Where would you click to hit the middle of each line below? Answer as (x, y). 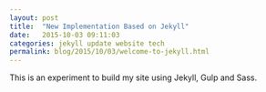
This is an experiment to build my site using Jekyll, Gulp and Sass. (133, 77)
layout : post (34, 18)
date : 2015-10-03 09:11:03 (65, 35)
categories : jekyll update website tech (87, 43)
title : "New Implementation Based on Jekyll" (99, 26)
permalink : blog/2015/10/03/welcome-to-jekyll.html (109, 52)
